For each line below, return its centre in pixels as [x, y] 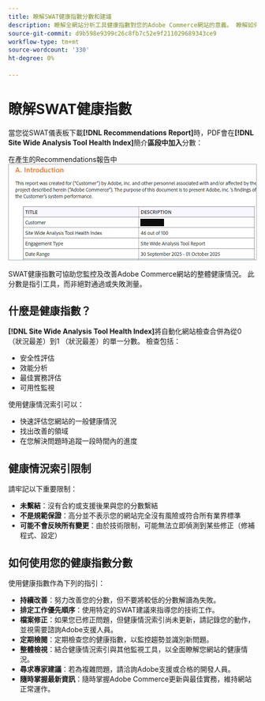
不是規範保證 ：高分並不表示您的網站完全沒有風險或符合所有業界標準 [130, 516]
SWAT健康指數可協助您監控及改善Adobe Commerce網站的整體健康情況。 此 [131, 273]
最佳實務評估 [40, 378]
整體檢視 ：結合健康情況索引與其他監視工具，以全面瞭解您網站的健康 [130, 650]
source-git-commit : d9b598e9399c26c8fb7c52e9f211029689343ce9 [112, 33]
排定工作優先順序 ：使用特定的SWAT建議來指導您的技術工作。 [119, 610]
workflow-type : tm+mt [44, 42]
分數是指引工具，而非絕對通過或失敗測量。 [77, 284]
